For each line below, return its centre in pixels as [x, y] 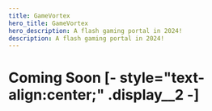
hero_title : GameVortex [49, 23]
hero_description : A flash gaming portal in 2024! [95, 31]
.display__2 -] [154, 95]
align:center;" [57, 95]
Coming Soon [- [63, 78]
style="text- [162, 78]
